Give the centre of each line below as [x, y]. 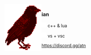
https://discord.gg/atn [64, 46]
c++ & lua [57, 26]
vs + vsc [56, 36]
